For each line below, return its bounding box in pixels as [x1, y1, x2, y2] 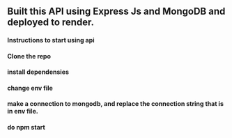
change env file [7, 84, 54, 92]
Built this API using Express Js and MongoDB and [7, 6, 226, 17]
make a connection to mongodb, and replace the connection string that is [7, 100, 224, 108]
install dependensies [7, 68, 70, 76]
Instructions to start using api [7, 36, 95, 44]
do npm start [7, 123, 45, 131]
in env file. [7, 107, 38, 116]
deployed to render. [7, 17, 95, 29]
